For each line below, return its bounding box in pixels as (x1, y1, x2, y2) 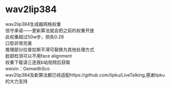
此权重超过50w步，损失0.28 (5, 34, 64, 40)
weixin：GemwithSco (5, 65, 50, 72)
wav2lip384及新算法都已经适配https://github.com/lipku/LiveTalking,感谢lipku (5, 72, 165, 78)
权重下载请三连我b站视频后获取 (5, 59, 71, 65)
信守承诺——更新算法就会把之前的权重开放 (5, 27, 94, 34)
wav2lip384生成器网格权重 (5, 21, 61, 27)
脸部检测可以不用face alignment (5, 52, 72, 59)
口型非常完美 (5, 40, 32, 46)
